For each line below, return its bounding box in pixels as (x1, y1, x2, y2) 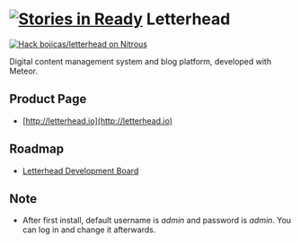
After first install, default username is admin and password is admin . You (22, 215, 292, 226)
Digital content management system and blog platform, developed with (9, 56, 272, 66)
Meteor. (9, 65, 39, 76)
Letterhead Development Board (22, 165, 139, 176)
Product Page (9, 91, 87, 107)
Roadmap (9, 142, 65, 157)
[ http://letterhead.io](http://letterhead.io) (22, 115, 173, 126)
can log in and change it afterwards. (22, 224, 156, 235)
